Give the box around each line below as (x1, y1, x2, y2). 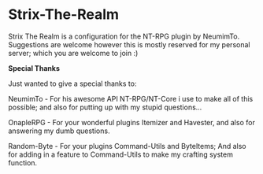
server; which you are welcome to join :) (8, 48, 139, 57)
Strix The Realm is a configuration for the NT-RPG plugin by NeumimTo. (8, 31, 240, 41)
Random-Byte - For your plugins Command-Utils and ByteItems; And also (8, 141, 246, 150)
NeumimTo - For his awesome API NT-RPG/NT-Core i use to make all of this (8, 94, 254, 103)
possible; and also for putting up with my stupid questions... (8, 102, 202, 112)
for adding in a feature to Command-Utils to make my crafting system (8, 150, 234, 159)
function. (8, 157, 38, 167)
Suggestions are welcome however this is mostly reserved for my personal (8, 39, 250, 49)
